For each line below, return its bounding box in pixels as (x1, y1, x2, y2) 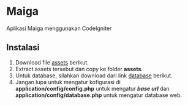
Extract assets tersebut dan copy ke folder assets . (15, 65, 143, 72)
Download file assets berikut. (15, 58, 89, 66)
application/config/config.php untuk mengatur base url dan (15, 85, 170, 92)
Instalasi (6, 42, 40, 53)
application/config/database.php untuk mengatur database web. (15, 91, 182, 99)
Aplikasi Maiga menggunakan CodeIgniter (6, 25, 112, 32)
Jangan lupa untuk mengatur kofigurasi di (15, 78, 121, 85)
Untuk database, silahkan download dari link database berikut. (15, 72, 173, 79)
